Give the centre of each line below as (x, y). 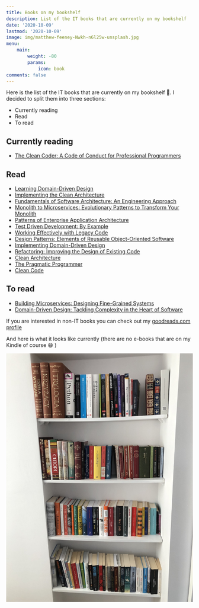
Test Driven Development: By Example (61, 226)
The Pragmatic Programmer (49, 264)
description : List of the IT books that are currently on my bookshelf (96, 19)
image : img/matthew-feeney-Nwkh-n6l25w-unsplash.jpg (73, 38)
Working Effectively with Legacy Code (61, 233)
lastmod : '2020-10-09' (34, 31)
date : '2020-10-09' (30, 25)
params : (37, 62)
